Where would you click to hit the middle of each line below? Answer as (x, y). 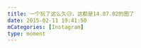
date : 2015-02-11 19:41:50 (47, 20)
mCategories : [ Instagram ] (45, 27)
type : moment (27, 34)
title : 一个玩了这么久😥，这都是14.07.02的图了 (71, 14)
